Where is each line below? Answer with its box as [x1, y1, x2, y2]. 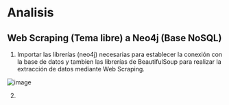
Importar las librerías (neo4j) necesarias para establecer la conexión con [16, 50, 223, 58]
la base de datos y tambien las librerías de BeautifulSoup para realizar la [16, 58, 221, 66]
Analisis [7, 5, 54, 21]
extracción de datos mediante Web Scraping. [16, 65, 145, 73]
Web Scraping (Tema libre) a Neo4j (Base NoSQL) [7, 32, 222, 44]
